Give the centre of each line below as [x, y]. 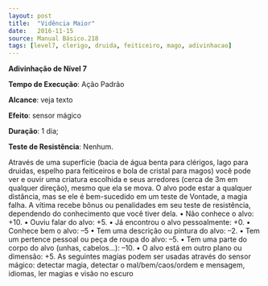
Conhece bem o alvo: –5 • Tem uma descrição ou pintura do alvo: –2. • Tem [134, 231]
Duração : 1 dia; [33, 131]
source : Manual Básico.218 [54, 38]
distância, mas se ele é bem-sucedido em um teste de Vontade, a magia [128, 197]
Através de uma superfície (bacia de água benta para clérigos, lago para [128, 163]
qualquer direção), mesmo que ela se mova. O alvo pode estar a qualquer [130, 188]
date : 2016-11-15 [41, 31]
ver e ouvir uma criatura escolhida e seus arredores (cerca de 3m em [123, 180]
